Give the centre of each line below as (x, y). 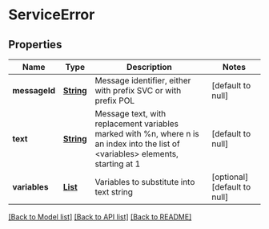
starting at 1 (118, 164)
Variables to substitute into (145, 182)
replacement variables (137, 124)
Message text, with (130, 114)
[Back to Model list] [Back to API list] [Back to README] (100, 217)
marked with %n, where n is (147, 134)
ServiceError (52, 15)
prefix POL (115, 100)
